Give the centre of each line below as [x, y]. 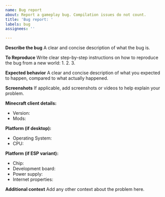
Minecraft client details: [31, 103]
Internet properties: [33, 179]
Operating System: [32, 138]
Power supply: [28, 174]
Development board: [34, 169]
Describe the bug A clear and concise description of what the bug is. [78, 48]
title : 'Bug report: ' [29, 19]
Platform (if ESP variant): [32, 153]
